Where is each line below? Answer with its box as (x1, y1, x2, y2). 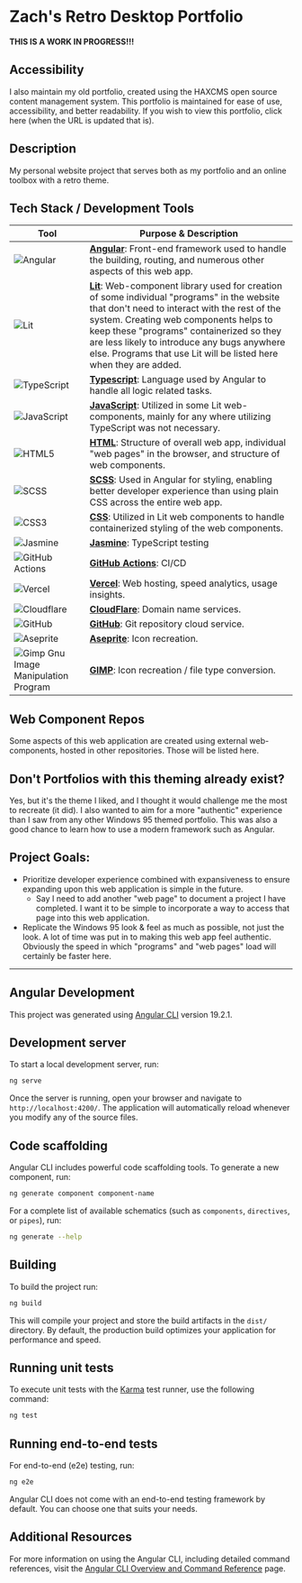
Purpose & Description (138, 227, 238, 240)
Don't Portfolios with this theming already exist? (9, 771, 285, 786)
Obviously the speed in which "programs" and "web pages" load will (22, 940, 277, 952)
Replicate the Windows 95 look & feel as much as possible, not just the (22, 921, 285, 932)
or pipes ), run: (9, 1215, 62, 1225)
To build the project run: (9, 1281, 99, 1292)
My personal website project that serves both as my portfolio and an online (9, 165, 287, 176)
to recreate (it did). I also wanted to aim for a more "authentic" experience (9, 805, 283, 815)
